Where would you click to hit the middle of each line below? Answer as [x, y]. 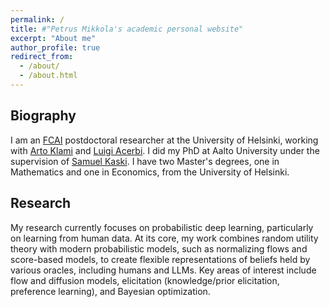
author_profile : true [55, 47]
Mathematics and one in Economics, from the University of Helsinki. [150, 172]
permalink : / [37, 19]
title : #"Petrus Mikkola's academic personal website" [127, 29]
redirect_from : [42, 57]
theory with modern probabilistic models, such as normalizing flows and [159, 248]
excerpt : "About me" [53, 38]
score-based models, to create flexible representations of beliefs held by [160, 259]
